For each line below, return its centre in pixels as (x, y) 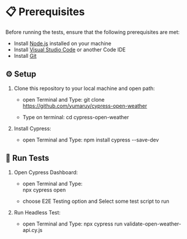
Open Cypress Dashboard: (46, 172)
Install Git (25, 56)
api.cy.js (33, 230)
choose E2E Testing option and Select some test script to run (96, 201)
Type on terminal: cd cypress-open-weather (76, 117)
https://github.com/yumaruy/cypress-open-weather (85, 106)
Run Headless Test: (37, 212)
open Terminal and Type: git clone (63, 99)
